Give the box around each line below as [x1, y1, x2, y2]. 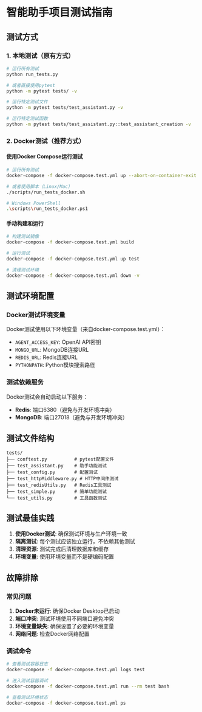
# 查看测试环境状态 [6, 694, 49, 700]
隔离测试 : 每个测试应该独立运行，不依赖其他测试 [15, 538, 135, 545]
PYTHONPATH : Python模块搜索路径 [15, 361, 95, 369]
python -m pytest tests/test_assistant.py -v [6, 105, 123, 111]
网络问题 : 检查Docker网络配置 [15, 630, 90, 637]
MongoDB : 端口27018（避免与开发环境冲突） [15, 413, 129, 421]
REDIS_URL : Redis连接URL [15, 354, 78, 361]
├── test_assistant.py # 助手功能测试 [6, 462, 107, 469]
